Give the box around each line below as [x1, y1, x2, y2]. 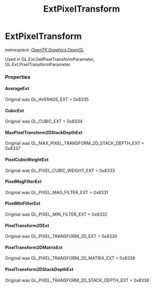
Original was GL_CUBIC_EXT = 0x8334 [5, 118, 83, 125]
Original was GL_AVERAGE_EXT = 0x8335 [5, 96, 89, 103]
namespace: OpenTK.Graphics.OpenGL [5, 47, 84, 53]
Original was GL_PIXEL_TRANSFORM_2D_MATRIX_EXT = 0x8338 [5, 255, 136, 261]
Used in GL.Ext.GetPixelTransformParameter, [5, 56, 95, 62]
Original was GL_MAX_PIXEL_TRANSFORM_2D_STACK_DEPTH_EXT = [5, 140, 145, 146]
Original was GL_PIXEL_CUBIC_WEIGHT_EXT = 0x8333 [5, 167, 115, 173]
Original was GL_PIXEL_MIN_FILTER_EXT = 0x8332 [5, 212, 108, 217]
